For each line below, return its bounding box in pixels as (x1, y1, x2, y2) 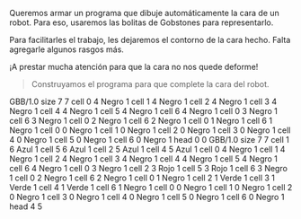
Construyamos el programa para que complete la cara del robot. (31, 79, 270, 89)
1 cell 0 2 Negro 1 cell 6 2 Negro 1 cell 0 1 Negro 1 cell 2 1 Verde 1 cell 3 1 (9, 172, 276, 183)
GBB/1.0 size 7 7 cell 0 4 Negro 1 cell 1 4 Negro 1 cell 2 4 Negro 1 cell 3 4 (9, 96, 277, 107)
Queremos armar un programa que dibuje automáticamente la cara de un (9, 8, 280, 18)
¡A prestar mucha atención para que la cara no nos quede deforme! (9, 62, 259, 72)
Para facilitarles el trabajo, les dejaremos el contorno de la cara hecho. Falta (9, 35, 291, 45)
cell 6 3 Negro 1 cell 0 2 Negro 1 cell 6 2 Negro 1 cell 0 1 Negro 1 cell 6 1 (9, 116, 272, 126)
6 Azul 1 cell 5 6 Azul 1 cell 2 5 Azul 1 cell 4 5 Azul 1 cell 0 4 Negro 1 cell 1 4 (9, 144, 286, 154)
